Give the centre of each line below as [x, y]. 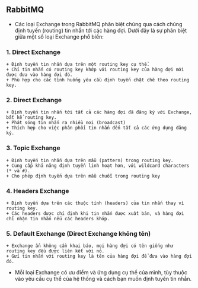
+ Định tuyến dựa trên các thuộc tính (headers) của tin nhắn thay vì [95, 203]
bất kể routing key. [32, 118]
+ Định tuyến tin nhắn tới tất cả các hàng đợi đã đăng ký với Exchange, [99, 112]
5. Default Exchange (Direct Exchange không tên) [79, 233]
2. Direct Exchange [34, 100]
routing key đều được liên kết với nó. [55, 251]
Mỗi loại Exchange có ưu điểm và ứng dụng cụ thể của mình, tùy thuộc [101, 273]
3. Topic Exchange [33, 148]
